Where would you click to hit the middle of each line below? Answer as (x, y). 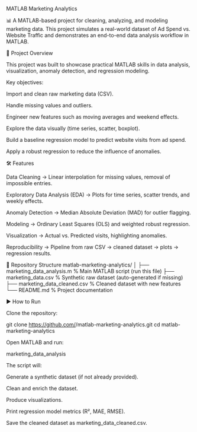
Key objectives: (25, 82)
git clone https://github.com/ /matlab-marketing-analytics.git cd (83, 325)
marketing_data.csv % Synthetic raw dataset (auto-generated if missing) (95, 277)
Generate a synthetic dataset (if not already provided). (72, 377)
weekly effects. (25, 201)
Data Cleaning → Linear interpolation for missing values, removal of (88, 177)
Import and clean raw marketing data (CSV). (60, 94)
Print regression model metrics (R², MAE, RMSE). (66, 411)
